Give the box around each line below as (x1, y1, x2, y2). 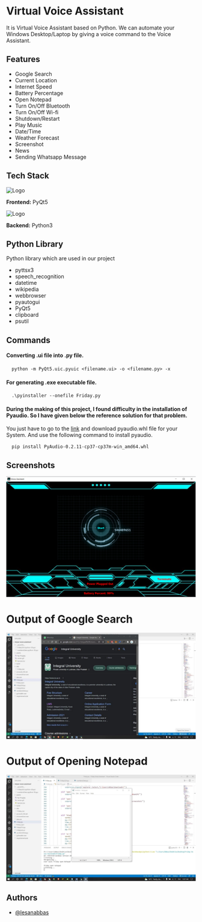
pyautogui (14, 299, 40, 306)
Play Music (14, 121, 43, 129)
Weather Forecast (14, 134, 60, 141)
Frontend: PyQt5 (6, 198, 48, 206)
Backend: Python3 (6, 221, 53, 229)
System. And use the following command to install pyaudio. (6, 432, 153, 439)
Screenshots (6, 460, 55, 470)
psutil (14, 317, 29, 325)
